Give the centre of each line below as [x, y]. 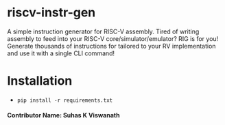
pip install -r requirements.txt [65, 100]
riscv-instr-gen [51, 13]
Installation [40, 81]
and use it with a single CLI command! [61, 53]
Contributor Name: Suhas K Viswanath [63, 115]
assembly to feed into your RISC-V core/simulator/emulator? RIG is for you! [113, 38]
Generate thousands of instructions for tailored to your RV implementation [111, 46]
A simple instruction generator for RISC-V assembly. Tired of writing [103, 31]
